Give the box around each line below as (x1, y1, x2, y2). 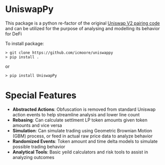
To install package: (5, 40, 44, 46)
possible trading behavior (12, 143, 66, 149)
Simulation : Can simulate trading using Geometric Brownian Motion (12, 127, 152, 133)
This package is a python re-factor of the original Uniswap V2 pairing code (5, 20, 160, 26)
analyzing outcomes (12, 154, 55, 160)
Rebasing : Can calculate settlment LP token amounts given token (12, 117, 148, 123)
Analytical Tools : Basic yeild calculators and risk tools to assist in (12, 149, 148, 155)
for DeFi (5, 31, 22, 37)
